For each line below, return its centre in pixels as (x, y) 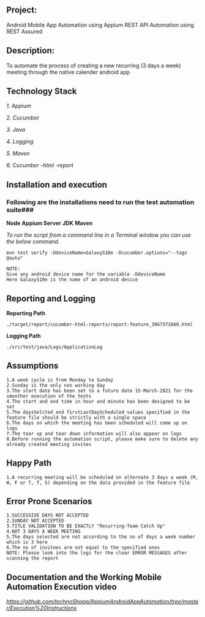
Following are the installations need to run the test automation (100, 202)
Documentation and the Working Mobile (84, 577)
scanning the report (33, 558)
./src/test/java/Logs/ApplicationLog (54, 347)
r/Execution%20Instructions (42, 608)
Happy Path (29, 463)
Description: (31, 51)
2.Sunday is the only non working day (56, 385)
